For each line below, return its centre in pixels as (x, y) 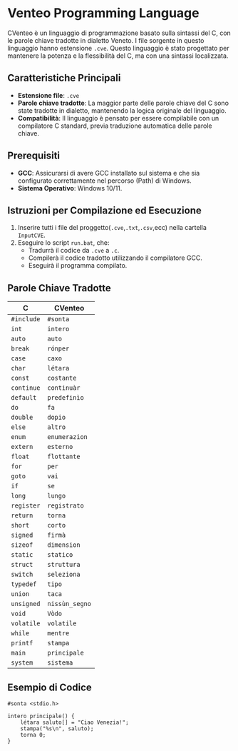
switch (22, 575)
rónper (58, 349)
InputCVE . (32, 235)
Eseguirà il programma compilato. (78, 266)
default (24, 398)
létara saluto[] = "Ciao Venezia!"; (75, 722)
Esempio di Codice (50, 687)
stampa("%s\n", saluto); (57, 729)
